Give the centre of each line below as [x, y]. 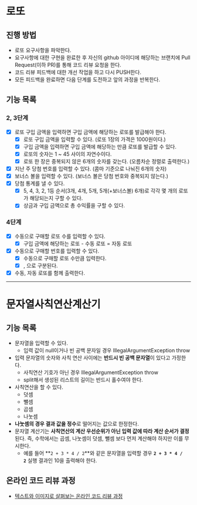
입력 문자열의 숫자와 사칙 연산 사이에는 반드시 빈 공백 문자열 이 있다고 [92, 358]
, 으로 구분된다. [40, 265]
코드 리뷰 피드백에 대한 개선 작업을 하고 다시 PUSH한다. [78, 72]
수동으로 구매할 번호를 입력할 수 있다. [57, 251]
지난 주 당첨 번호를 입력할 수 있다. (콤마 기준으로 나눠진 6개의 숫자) [91, 169]
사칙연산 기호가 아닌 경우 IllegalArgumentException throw [91, 372]
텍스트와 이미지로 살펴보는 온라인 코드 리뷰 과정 [69, 496]
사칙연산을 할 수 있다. [39, 387]
